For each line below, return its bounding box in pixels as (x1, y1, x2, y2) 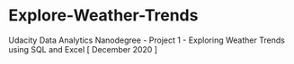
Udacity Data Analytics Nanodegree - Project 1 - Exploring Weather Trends (8, 35, 285, 45)
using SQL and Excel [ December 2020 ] (8, 44, 158, 54)
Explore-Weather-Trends (8, 5, 199, 26)
